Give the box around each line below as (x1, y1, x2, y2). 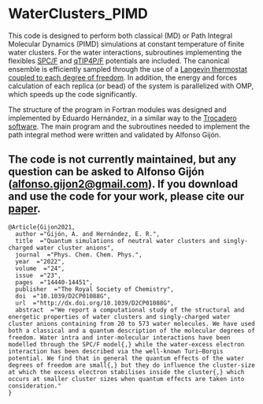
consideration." (8, 382, 61, 390)
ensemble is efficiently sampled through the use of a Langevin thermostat (8, 64, 248, 73)
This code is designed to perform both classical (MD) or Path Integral (8, 31, 233, 40)
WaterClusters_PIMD (8, 5, 148, 23)
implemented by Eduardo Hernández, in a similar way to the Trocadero (8, 113, 238, 122)
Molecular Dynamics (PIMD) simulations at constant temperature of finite (8, 39, 245, 48)
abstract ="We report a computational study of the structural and (15, 305, 245, 314)
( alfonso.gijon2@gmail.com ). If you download (8, 178, 239, 191)
